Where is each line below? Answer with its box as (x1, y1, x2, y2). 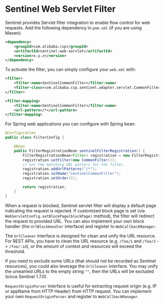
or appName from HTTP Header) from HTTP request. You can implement (5, 288, 152, 294)
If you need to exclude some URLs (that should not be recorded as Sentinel (5, 258, 156, 264)
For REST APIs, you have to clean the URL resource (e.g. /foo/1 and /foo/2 (5, 238, 156, 244)
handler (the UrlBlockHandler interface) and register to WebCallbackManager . (5, 223, 157, 229)
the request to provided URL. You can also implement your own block (5, 218, 144, 224)
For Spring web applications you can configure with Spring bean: (5, 121, 136, 127)
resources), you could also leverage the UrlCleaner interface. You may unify (5, 263, 158, 269)
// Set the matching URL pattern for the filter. (22, 162, 125, 167)
